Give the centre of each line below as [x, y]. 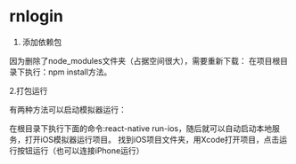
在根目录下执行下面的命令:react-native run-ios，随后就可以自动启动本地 [141, 128]
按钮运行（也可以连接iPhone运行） [80, 150]
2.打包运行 [29, 90]
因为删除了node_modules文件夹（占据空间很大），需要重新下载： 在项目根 [145, 60]
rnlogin [37, 16]
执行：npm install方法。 [68, 72]
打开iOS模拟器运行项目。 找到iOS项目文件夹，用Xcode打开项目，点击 [152, 139]
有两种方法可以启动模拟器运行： [68, 109]
